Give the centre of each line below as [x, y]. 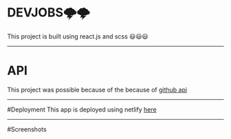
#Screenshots [27, 129]
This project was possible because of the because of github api [97, 89]
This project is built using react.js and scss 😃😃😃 [78, 36]
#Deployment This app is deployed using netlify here [82, 109]
